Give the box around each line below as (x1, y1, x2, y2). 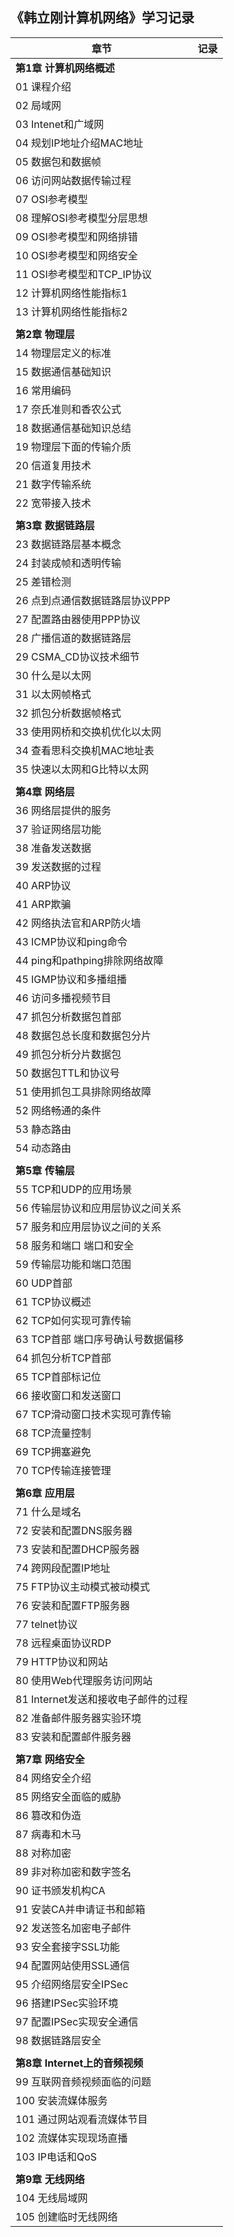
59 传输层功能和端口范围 (15, 1257, 132, 1271)
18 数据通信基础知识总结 (15, 421, 132, 435)
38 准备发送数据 (15, 841, 92, 855)
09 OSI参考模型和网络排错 (15, 229, 138, 243)
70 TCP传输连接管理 (15, 1463, 112, 1477)
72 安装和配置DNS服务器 (15, 1523, 133, 1537)
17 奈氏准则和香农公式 (15, 402, 122, 416)
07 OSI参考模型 (15, 192, 88, 206)
